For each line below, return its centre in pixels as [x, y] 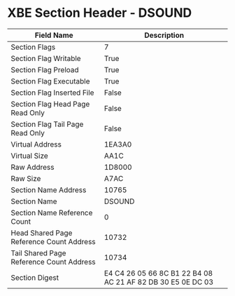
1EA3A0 [118, 144]
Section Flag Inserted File [52, 93]
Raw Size [26, 178]
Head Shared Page [42, 233]
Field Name [54, 35]
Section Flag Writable [46, 58]
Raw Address [33, 167]
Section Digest [35, 277]
